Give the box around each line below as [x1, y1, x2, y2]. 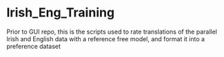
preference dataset [6, 42, 61, 50]
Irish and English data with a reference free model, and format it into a [6, 34, 205, 43]
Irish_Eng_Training [6, 5, 115, 21]
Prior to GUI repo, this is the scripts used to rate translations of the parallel [6, 27, 218, 36]
